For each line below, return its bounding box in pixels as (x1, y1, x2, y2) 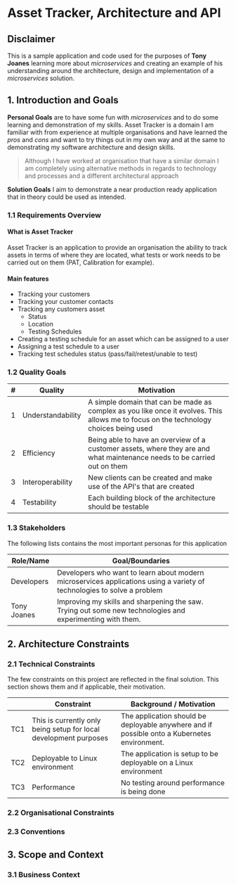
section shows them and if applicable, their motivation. (7, 682, 166, 691)
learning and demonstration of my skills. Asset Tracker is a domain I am (7, 120, 214, 129)
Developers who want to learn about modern (57, 568, 204, 578)
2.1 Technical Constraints (7, 659, 96, 669)
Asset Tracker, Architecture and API (7, 5, 221, 21)
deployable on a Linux (120, 758, 193, 768)
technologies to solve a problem (57, 585, 163, 595)
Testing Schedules (27, 327, 82, 336)
